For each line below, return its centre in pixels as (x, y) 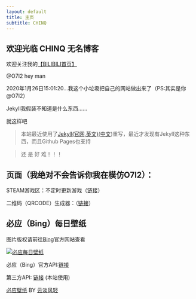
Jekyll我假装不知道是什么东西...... (47, 109)
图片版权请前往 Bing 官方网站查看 (46, 239)
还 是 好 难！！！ (42, 154)
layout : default (26, 12)
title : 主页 (20, 17)
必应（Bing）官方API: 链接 (38, 264)
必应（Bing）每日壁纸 (46, 224)
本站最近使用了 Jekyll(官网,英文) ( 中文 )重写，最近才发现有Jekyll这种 (103, 134)
